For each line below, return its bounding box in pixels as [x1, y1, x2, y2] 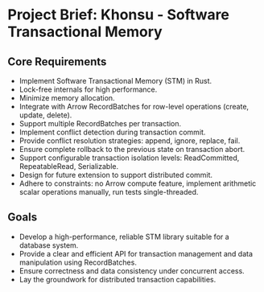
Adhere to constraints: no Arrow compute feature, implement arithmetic [19, 179, 257, 188]
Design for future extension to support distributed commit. [19, 171, 213, 179]
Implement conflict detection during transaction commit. [19, 127, 206, 137]
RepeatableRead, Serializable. [19, 162, 118, 171]
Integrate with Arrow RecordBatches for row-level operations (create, [19, 102, 250, 111]
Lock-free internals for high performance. [19, 84, 158, 94]
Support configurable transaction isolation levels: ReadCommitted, [19, 153, 240, 162]
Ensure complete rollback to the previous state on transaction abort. [19, 145, 245, 154]
